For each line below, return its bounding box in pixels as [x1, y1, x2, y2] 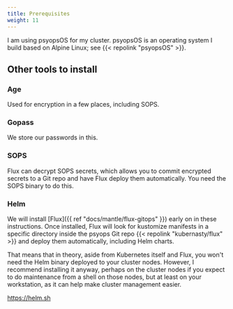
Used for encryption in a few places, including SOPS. [7, 100, 160, 109]
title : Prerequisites [7, 10, 70, 17]
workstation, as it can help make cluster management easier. [7, 280, 182, 289]
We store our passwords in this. [7, 133, 98, 142]
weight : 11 [7, 17, 39, 24]
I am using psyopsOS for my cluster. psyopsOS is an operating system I [7, 36, 213, 44]
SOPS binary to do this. [7, 181, 75, 190]
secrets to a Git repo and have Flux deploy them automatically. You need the [7, 174, 227, 182]
